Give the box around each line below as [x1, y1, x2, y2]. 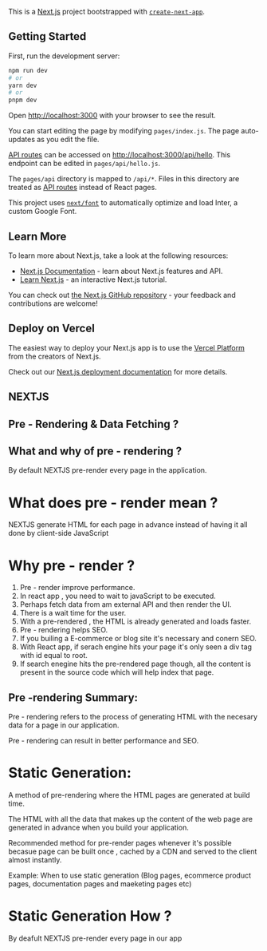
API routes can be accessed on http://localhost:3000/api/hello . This [8, 150, 231, 160]
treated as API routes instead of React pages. [8, 183, 157, 192]
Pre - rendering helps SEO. [19, 625, 108, 635]
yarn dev [8, 81, 37, 89]
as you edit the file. [37, 135, 100, 145]
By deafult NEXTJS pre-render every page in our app [8, 933, 183, 943]
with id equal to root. [19, 651, 88, 660]
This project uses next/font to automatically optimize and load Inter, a [8, 198, 238, 208]
